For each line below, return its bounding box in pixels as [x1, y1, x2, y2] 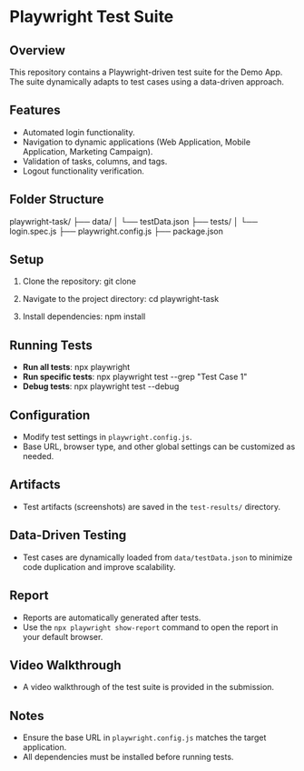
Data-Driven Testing [9, 527, 127, 543]
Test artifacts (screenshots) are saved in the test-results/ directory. [22, 501, 281, 512]
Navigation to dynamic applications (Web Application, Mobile [22, 136, 251, 147]
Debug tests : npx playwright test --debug [22, 381, 180, 392]
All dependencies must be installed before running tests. [22, 752, 234, 763]
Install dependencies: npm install [22, 311, 146, 322]
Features [9, 103, 61, 118]
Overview [9, 43, 66, 58]
